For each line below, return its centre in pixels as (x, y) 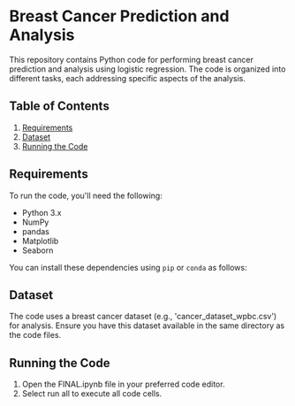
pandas (36, 231)
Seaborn (38, 250)
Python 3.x (42, 212)
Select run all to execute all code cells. (92, 394)
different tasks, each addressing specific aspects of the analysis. (127, 78)
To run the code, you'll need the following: (86, 195)
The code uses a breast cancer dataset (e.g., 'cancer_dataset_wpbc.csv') (143, 317)
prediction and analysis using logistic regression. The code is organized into (147, 69)
